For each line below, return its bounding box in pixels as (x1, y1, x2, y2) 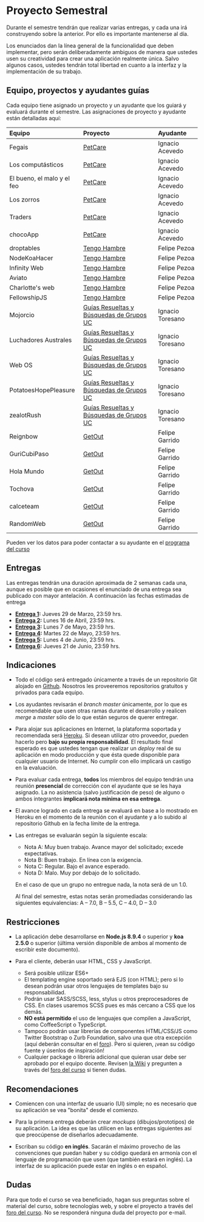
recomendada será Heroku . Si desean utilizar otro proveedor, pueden (15, 732, 189, 739)
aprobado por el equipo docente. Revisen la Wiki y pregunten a (24, 1060, 182, 1067)
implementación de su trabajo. (6, 67, 83, 75)
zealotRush (9, 411, 41, 419)
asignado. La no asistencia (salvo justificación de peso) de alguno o (15, 789, 185, 796)
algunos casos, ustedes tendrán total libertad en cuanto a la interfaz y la (6, 61, 187, 69)
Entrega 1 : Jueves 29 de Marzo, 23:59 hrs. (15, 610, 123, 617)
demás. (24, 1008, 43, 1015)
